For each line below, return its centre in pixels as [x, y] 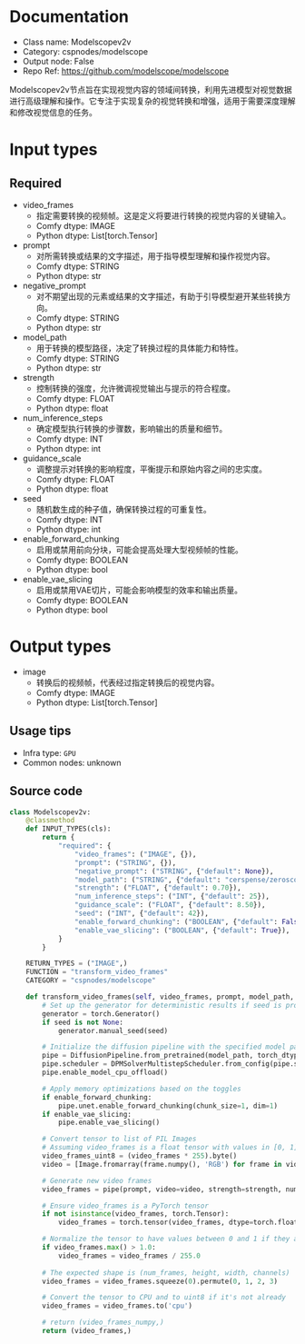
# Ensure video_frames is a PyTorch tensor [125, 1206]
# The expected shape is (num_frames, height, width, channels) [166, 1273]
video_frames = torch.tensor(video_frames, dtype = [156, 1223]
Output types [60, 647]
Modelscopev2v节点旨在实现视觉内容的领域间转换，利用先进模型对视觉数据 [151, 89]
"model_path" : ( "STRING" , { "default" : [148, 880]
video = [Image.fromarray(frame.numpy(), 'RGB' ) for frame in [162, 1164]
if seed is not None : [83, 1022]
